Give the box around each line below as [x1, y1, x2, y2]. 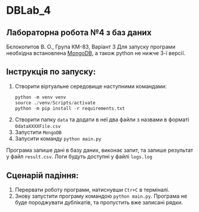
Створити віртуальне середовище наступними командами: [14, 82, 167, 90]
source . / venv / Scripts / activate [14, 100, 96, 106]
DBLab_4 [6, 4, 51, 17]
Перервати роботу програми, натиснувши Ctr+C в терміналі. [14, 186, 170, 193]
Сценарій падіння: [6, 170, 79, 180]
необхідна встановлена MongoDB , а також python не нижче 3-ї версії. [6, 50, 186, 57]
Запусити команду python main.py [14, 135, 102, 142]
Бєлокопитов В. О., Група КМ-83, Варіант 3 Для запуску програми [6, 43, 176, 50]
